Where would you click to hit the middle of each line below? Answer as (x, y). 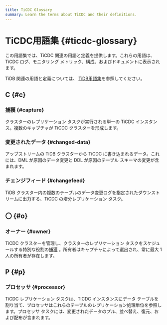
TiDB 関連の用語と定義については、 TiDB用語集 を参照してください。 (75, 78)
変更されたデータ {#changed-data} (48, 142)
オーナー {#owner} (28, 231)
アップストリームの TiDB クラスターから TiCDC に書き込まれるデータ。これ (83, 154)
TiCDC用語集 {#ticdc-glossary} (71, 41)
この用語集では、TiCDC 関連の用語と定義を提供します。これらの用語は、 (80, 55)
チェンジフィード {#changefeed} (45, 180)
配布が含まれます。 (33, 317)
